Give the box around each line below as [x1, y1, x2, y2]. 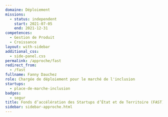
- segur [9, 95, 26, 100]
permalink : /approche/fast [5, 58, 61, 63]
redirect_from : [5, 63, 37, 68]
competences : [5, 30, 32, 35]
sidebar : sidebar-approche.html [5, 105, 72, 110]
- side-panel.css [9, 53, 46, 59]
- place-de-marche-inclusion [9, 86, 70, 91]
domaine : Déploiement [5, 7, 50, 12]
